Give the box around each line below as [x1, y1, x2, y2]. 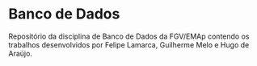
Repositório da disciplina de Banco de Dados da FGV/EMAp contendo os [8, 31, 250, 41]
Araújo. [8, 48, 32, 58]
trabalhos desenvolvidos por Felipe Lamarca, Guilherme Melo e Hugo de [8, 39, 250, 49]
